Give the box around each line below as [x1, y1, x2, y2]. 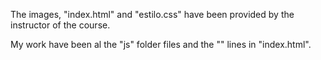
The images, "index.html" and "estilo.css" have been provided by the [10, 9, 295, 20]
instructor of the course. [10, 19, 111, 31]
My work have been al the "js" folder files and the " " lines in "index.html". [10, 39, 312, 50]
